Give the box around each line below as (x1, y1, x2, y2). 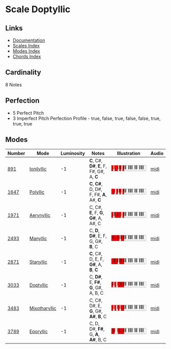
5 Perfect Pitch (12, 110, 44, 116)
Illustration (117, 150, 141, 156)
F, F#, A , (89, 192, 107, 198)
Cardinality (5, 68, 42, 77)
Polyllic (30, 189, 45, 195)
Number (7, 150, 25, 156)
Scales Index (12, 43, 40, 49)
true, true (12, 120, 33, 126)
